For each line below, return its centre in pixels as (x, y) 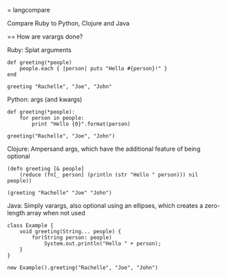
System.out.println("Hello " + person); (102, 244)
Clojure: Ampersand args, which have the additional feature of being (104, 149)
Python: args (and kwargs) (45, 99)
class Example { (30, 226)
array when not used (56, 213)
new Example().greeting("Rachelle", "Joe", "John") (83, 268)
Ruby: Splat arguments (40, 50)
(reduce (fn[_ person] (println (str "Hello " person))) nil (109, 175)
